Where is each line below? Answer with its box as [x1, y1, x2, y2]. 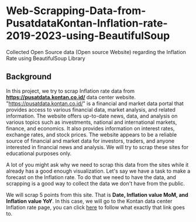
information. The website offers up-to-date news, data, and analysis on [6, 112, 178, 119]
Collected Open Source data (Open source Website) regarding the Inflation [6, 48, 186, 55]
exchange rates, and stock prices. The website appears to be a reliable [6, 131, 177, 138]
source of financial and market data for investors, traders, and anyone [6, 137, 174, 144]
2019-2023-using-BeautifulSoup [6, 29, 170, 42]
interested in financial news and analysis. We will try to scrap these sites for [6, 143, 189, 150]
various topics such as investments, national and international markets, [6, 119, 177, 126]
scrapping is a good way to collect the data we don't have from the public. [6, 180, 185, 187]
